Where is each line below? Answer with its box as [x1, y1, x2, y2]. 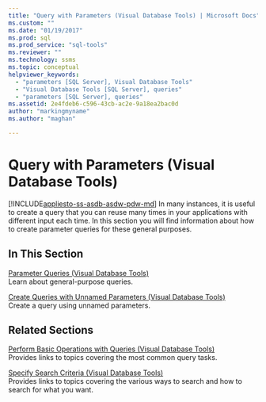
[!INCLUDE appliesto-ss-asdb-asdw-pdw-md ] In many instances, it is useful [8, 199, 256, 209]
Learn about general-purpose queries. [8, 277, 133, 286]
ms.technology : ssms [8, 56, 77, 64]
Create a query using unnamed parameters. [8, 301, 150, 310]
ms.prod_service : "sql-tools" [8, 41, 108, 49]
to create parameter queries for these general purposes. [8, 224, 192, 234]
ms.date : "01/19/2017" [8, 26, 83, 34]
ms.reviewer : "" [8, 48, 62, 56]
